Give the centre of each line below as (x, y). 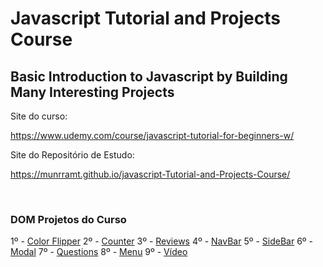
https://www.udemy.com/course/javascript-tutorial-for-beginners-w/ (152, 135)
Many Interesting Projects (92, 92)
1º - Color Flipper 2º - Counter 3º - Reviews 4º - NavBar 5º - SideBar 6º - (161, 241)
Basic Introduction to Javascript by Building (149, 76)
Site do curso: (39, 116)
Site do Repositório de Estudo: (72, 155)
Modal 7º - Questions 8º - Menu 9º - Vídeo (99, 252)
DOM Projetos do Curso (68, 219)
